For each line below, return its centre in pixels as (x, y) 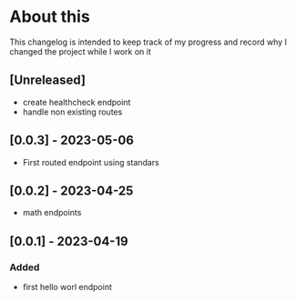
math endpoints (52, 213)
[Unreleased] (48, 80)
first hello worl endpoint (67, 287)
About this (50, 17)
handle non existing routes (72, 112)
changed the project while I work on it (81, 51)
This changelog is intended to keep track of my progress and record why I (148, 42)
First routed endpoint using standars (91, 162)
